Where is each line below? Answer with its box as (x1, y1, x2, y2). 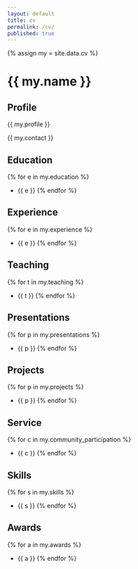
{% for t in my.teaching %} (7, 278, 84, 286)
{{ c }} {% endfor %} (17, 449, 77, 457)
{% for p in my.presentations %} (7, 330, 100, 339)
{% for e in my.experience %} (7, 225, 93, 234)
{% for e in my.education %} (7, 173, 90, 181)
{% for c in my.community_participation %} (7, 436, 132, 444)
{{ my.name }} (7, 74, 92, 90)
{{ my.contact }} (7, 134, 54, 142)
